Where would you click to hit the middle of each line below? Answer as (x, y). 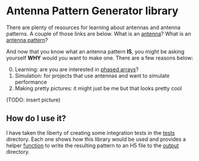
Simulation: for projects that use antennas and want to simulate (92, 75)
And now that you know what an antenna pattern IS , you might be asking (95, 51)
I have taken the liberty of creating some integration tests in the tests (91, 132)
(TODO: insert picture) (33, 100)
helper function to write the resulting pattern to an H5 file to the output (93, 145)
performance (31, 82)
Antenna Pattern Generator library (92, 11)
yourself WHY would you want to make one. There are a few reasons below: (100, 58)
